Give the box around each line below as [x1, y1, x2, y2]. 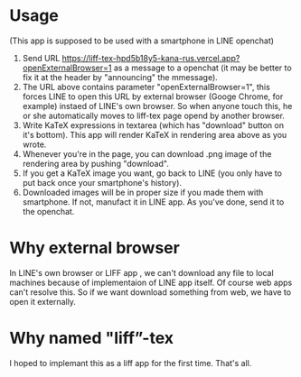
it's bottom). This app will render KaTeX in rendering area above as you [22, 129, 287, 140]
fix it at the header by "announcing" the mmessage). [22, 71, 219, 82]
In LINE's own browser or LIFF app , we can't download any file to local [9, 267, 274, 278]
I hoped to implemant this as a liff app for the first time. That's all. [9, 357, 252, 368]
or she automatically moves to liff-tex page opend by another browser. [22, 110, 285, 121]
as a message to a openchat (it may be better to [113, 62, 292, 73]
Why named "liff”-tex [9, 328, 174, 348]
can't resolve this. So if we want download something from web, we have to [9, 286, 292, 298]
